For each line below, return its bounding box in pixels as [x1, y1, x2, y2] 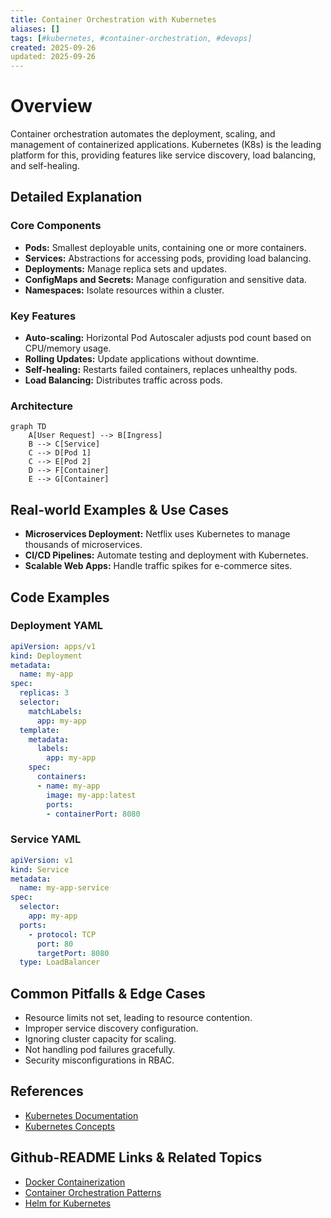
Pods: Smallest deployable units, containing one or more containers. [24, 241, 307, 253]
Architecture [10, 399, 74, 413]
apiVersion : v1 [10, 855, 74, 865]
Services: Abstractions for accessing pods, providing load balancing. [24, 252, 312, 264]
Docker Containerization [24, 1176, 126, 1188]
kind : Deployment [10, 651, 83, 661]
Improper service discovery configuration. [24, 1022, 199, 1035]
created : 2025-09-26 [10, 42, 97, 53]
